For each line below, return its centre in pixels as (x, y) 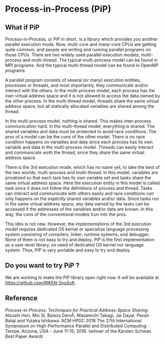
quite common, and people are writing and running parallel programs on (78, 50)
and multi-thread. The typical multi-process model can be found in (90, 60)
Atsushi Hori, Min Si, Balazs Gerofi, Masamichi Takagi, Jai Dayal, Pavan (77, 315)
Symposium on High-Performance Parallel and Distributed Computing (76, 326)
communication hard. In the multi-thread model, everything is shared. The (80, 126)
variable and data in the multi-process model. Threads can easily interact (79, 147)
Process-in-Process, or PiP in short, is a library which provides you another (82, 39)
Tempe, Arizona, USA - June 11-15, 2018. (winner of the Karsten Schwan (78, 331)
